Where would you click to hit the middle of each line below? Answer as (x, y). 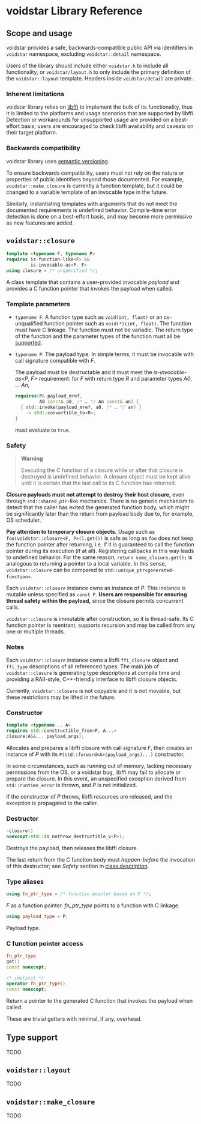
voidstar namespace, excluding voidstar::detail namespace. (84, 54)
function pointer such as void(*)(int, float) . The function (118, 324)
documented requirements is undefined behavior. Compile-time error (91, 210)
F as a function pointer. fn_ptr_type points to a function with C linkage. (93, 905)
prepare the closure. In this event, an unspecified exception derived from (96, 779)
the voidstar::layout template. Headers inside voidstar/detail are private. (100, 78)
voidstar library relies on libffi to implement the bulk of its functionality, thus (100, 107)
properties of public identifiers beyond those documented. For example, (95, 179)
